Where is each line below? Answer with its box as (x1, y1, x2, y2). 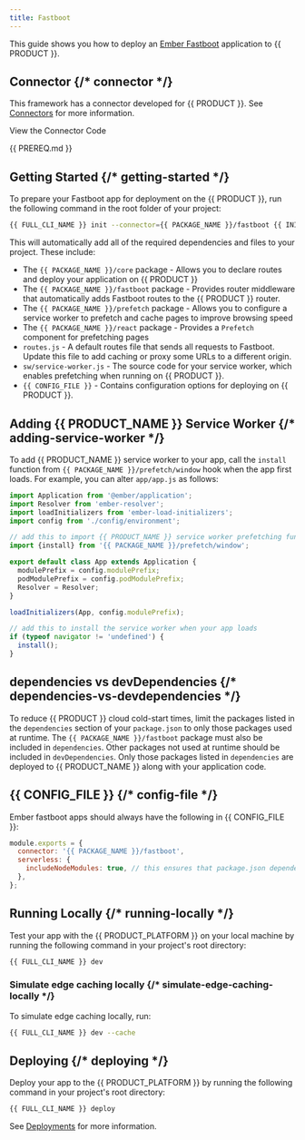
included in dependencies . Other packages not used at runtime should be (9, 742, 280, 752)
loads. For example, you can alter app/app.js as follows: (9, 473, 220, 484)
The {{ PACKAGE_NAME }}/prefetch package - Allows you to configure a (22, 303, 288, 314)
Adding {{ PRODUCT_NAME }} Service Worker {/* (9, 416, 296, 431)
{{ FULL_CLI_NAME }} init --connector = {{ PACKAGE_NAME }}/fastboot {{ (9, 221, 282, 230)
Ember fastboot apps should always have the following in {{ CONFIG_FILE (9, 811, 285, 822)
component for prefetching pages (22, 332, 150, 343)
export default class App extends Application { (9, 557, 197, 567)
